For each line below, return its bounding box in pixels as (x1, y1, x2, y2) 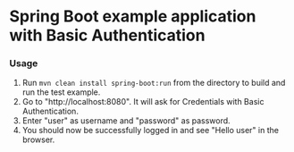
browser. (21, 134, 55, 145)
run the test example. (21, 87, 101, 97)
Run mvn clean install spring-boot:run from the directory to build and (21, 78, 286, 89)
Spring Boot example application (9, 6, 256, 27)
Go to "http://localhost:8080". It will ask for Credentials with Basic (21, 97, 265, 107)
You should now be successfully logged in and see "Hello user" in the (21, 125, 280, 136)
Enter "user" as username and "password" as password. (21, 115, 231, 126)
